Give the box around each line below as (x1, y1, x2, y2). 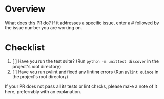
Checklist (5, 42, 45, 53)
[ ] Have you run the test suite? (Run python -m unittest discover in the (12, 58, 159, 64)
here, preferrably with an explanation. (5, 88, 81, 94)
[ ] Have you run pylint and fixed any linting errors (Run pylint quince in (12, 69, 159, 74)
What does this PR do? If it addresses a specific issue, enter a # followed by (5, 20, 159, 25)
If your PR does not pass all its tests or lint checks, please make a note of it (5, 83, 158, 89)
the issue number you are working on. (5, 25, 82, 30)
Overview (5, 3, 46, 15)
